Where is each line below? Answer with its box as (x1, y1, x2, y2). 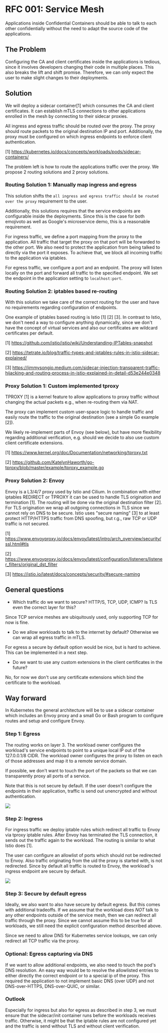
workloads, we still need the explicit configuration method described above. (5, 923, 162, 929)
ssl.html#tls (5, 541, 29, 547)
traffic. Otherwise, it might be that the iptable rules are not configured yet (5, 1017, 156, 1023)
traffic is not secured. (5, 521, 50, 527)
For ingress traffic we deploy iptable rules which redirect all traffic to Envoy (5, 826, 160, 832)
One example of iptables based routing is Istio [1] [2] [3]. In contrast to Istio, (5, 314, 161, 320)
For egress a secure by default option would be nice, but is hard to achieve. (5, 644, 161, 650)
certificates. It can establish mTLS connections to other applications (5, 108, 146, 114)
